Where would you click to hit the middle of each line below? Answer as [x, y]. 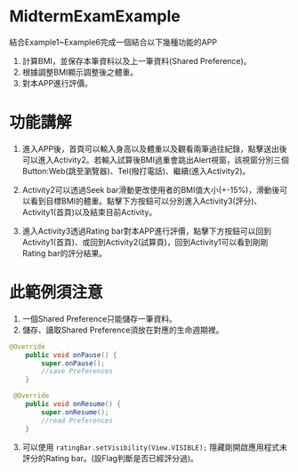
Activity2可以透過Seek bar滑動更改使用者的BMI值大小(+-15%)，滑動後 [151, 189]
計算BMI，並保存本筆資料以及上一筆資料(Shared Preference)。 [137, 60]
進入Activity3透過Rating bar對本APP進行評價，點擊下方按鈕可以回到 [147, 231]
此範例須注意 [56, 293]
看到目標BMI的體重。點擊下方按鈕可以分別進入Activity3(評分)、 [146, 201]
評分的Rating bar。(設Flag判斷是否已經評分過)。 [110, 458]
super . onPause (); [73, 363]
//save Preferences [77, 372]
